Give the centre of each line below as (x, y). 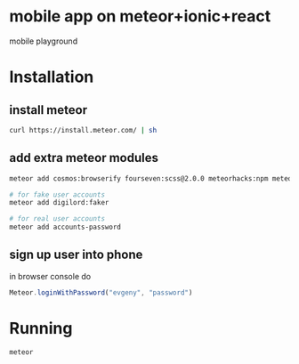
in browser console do (50, 276)
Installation (52, 77)
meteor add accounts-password (65, 227)
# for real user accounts (57, 219)
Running (41, 328)
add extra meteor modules (84, 158)
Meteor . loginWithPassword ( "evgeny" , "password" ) (101, 292)
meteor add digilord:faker (59, 203)
